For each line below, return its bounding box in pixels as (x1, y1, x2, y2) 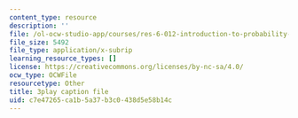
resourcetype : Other (9, 79, 86, 88)
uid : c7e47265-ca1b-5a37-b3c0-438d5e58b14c (9, 95, 173, 105)
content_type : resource (9, 12, 98, 22)
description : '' (9, 21, 69, 30)
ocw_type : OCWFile (9, 71, 77, 80)
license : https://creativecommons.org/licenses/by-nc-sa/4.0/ (9, 63, 244, 72)
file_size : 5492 (9, 37, 69, 47)
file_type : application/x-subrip (9, 46, 133, 55)
